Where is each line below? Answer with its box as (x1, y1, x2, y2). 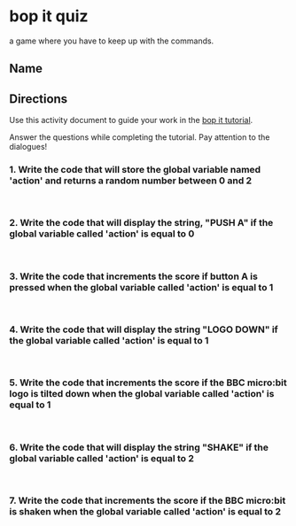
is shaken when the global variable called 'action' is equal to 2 (9, 505, 282, 517)
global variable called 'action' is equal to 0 (9, 228, 195, 240)
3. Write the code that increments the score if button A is (9, 270, 259, 282)
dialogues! (9, 142, 48, 152)
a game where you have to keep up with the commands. (9, 35, 214, 46)
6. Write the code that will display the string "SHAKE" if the (9, 441, 269, 453)
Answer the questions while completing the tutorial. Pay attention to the (9, 132, 270, 143)
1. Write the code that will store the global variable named (9, 164, 261, 176)
